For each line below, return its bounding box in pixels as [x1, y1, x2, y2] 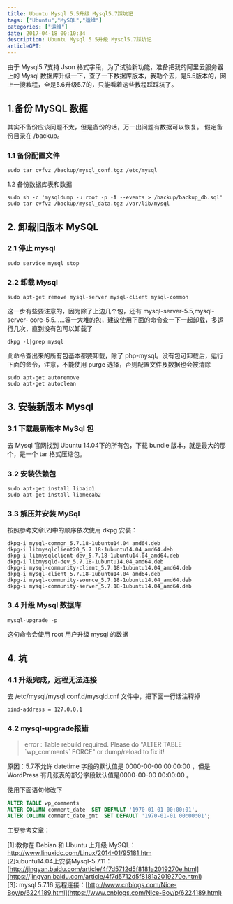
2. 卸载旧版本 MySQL [7, 221, 99, 233]
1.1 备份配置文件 [7, 150, 61, 160]
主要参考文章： [7, 826, 50, 835]
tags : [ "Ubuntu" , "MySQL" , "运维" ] [7, 17, 103, 24]
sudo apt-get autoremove [7, 374, 80, 381]
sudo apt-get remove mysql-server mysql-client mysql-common [7, 294, 189, 301]
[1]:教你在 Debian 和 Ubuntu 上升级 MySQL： [7, 841, 136, 849]
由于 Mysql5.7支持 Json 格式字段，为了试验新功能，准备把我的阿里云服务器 [7, 63, 224, 71]
